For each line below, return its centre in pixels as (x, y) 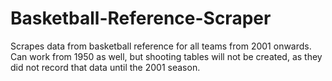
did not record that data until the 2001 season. (105, 67)
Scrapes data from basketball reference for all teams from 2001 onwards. (161, 46)
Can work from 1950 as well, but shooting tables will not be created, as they (166, 56)
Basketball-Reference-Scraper (141, 18)
